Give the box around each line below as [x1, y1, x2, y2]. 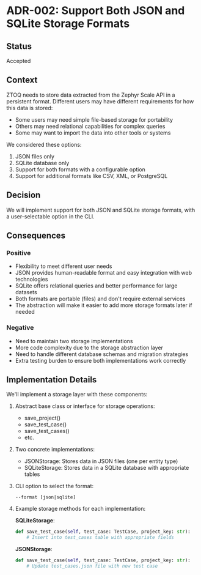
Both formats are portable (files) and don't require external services [15, 295, 186, 303]
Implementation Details [6, 374, 97, 385]
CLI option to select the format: [15, 483, 93, 490]
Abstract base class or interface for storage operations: [15, 402, 155, 410]
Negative [6, 324, 34, 332]
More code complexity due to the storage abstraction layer [15, 344, 164, 351]
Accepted [6, 57, 31, 64]
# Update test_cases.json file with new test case [26, 563, 158, 569]
